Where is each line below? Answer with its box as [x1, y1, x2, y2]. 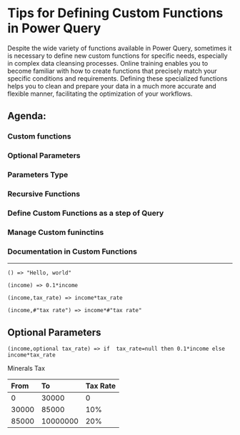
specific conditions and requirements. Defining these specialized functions [7, 74, 228, 83]
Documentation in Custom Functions [7, 246, 138, 256]
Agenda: [7, 110, 46, 122]
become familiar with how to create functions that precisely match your [7, 66, 218, 75]
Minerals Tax [7, 364, 45, 372]
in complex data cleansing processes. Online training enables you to [7, 59, 209, 67]
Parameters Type [7, 170, 69, 180]
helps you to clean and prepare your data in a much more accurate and [7, 81, 216, 90]
